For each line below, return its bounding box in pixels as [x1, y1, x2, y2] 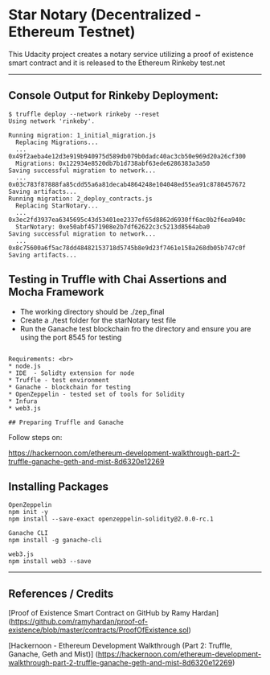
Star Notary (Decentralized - [8, 6, 202, 24]
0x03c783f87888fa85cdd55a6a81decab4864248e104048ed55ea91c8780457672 [8, 180, 247, 188]
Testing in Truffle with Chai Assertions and [8, 273, 227, 286]
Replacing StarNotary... [15, 201, 99, 210]
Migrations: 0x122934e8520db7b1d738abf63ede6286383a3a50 [15, 159, 211, 167]
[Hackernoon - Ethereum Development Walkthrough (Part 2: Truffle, [8, 641, 233, 651]
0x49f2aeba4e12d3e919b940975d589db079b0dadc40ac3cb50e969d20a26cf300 [8, 152, 247, 160]
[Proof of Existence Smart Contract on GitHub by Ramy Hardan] [8, 608, 219, 618]
